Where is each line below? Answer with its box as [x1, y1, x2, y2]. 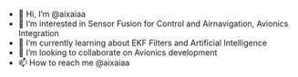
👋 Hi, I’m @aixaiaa [17, 9, 87, 19]
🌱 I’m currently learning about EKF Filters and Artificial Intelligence [17, 37, 267, 48]
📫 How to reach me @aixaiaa [17, 57, 130, 68]
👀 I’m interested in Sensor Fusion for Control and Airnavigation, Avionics [17, 18, 289, 29]
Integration [17, 28, 59, 38]
